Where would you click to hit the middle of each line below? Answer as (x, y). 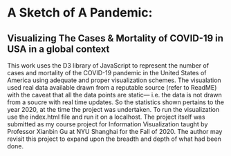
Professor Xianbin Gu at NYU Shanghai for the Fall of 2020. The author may (115, 131)
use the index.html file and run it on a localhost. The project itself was (106, 117)
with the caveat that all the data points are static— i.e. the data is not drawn (115, 95)
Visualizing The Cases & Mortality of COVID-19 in (115, 38)
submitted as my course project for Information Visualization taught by (108, 124)
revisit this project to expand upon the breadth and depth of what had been (114, 139)
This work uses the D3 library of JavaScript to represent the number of (108, 66)
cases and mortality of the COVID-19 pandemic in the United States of (107, 73)
